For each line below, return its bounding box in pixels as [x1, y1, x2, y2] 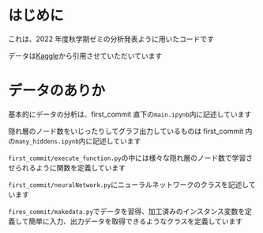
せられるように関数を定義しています [8, 162, 126, 172]
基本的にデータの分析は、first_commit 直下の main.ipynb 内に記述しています [8, 109, 252, 119]
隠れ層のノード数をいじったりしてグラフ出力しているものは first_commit [8, 126, 244, 136]
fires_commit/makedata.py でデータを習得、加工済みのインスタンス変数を [8, 206, 246, 216]
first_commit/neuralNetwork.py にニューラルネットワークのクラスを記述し [8, 179, 249, 189]
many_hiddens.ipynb [15, 137, 79, 146]
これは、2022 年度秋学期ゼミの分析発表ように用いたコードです [8, 34, 215, 44]
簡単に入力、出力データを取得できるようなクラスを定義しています [28, 216, 243, 226]
